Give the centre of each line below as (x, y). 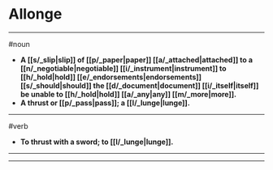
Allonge (35, 14)
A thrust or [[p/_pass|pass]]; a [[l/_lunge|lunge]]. (105, 103)
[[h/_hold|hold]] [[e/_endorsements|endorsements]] (110, 77)
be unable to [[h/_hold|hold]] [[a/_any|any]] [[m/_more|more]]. (128, 94)
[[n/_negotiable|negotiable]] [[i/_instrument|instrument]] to (123, 68)
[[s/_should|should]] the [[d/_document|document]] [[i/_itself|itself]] (139, 85)
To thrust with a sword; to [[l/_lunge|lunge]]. (97, 142)
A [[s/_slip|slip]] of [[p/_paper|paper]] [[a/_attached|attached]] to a (136, 59)
